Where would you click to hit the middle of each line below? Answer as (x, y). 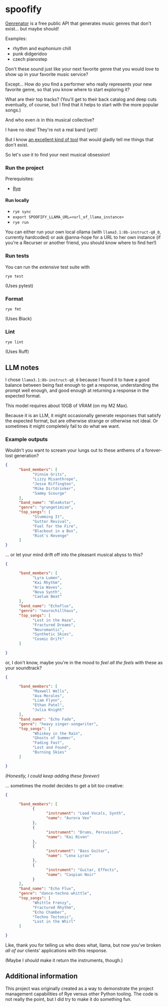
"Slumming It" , (48, 517)
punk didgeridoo (30, 54)
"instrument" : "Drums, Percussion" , (85, 832)
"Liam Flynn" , (47, 700)
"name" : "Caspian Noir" (71, 874)
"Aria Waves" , (47, 587)
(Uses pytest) (19, 286)
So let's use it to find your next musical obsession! (58, 154)
